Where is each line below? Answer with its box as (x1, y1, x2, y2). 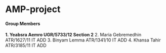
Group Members (5, 20, 40, 26)
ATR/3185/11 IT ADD (5, 42, 47, 48)
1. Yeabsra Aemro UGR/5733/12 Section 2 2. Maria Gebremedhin (5, 32, 142, 38)
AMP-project (5, 4, 61, 15)
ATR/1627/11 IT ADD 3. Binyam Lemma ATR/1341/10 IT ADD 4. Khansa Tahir (5, 37, 161, 43)
